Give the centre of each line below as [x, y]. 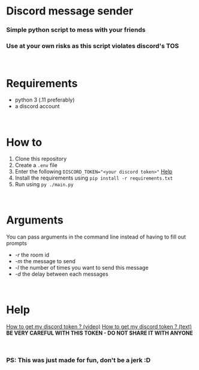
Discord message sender [70, 11]
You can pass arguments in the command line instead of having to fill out [96, 237]
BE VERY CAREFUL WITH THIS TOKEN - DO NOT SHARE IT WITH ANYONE [99, 333]
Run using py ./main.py [44, 184]
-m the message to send [45, 261]
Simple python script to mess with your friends [76, 30]
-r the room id [32, 255]
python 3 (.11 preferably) [45, 100]
